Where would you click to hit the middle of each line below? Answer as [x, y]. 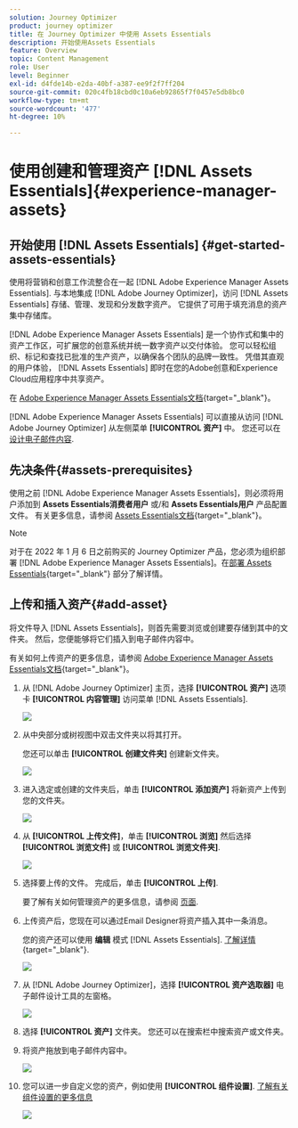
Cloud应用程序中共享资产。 [59, 379]
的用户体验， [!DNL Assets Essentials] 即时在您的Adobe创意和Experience [144, 368]
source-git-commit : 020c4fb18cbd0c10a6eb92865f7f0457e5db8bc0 [127, 92]
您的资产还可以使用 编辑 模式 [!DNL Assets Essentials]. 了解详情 [139, 939]
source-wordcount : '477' [55, 109]
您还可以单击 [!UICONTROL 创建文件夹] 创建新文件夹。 [123, 753]
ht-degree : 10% [37, 117]
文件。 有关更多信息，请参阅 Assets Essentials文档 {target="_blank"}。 [138, 515]
